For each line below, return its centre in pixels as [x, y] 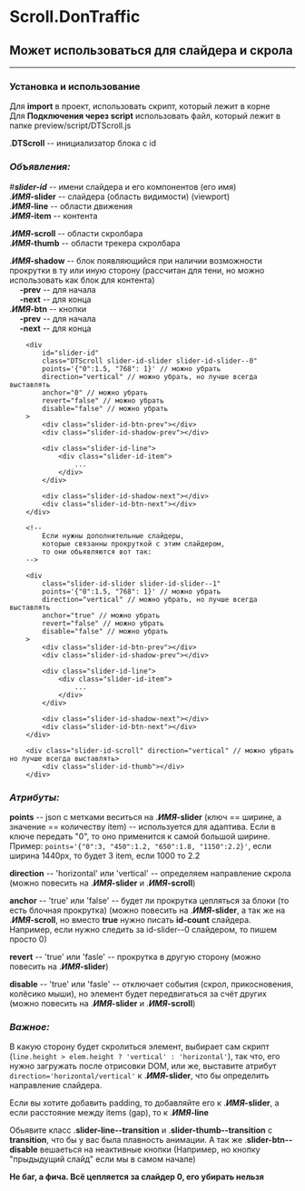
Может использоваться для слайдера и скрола [151, 50]
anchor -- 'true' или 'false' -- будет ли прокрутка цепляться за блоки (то [149, 900]
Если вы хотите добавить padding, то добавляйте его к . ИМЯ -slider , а [144, 1103]
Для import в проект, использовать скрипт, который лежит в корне [140, 106]
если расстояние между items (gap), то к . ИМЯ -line [109, 1113]
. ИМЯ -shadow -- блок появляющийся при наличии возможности [136, 260]
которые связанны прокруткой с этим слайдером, [133, 544]
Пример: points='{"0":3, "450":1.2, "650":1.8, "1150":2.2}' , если [141, 846]
